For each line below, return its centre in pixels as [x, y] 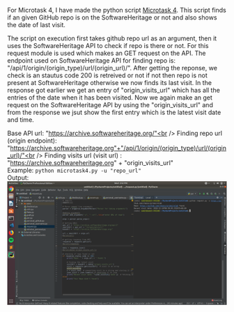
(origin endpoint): [32, 141]
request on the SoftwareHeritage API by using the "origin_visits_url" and [110, 105]
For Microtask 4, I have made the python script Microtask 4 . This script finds [117, 10]
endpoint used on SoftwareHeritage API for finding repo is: [92, 61]
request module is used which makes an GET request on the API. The [107, 53]
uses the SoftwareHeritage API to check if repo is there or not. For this [108, 46]
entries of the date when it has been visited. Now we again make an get [110, 97]
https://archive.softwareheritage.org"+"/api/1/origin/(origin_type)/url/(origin [118, 148]
